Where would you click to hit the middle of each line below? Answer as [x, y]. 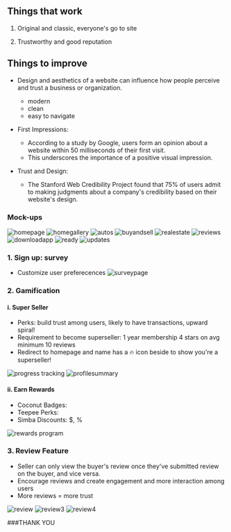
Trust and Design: [43, 171]
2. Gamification [34, 291]
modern [39, 101]
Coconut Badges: [42, 405]
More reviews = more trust [55, 495]
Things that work [45, 11]
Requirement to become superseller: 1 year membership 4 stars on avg [118, 338]
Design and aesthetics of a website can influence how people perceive [118, 80]
